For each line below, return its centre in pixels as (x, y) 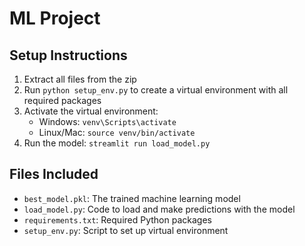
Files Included (54, 174)
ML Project (55, 18)
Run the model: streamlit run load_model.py (117, 143)
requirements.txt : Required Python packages (117, 219)
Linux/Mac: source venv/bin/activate (117, 132)
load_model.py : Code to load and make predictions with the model (159, 209)
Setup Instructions (68, 55)
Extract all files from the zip (80, 79)
